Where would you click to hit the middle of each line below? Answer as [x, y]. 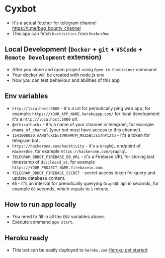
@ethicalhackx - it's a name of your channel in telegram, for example [83, 124]
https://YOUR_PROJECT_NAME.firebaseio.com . [58, 167]
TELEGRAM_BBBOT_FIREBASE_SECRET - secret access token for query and [84, 173]
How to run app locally [40, 204]
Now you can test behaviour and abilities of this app [66, 80]
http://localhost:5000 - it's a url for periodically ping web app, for [81, 108]
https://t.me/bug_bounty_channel [46, 28]
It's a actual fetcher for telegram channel [54, 23]
